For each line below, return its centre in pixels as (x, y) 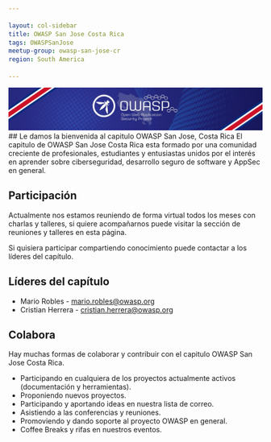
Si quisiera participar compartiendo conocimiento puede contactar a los (128, 248)
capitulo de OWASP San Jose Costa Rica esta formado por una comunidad (132, 145)
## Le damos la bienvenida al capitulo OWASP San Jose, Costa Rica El (125, 136)
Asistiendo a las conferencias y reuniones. (90, 413)
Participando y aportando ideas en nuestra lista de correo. (117, 404)
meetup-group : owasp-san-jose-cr (65, 51)
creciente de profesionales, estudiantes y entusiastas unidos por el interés (132, 154)
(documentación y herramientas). (75, 387)
